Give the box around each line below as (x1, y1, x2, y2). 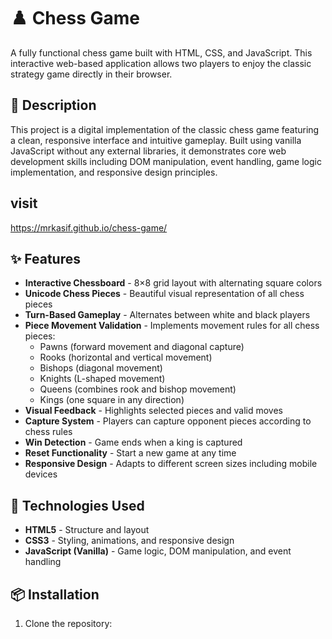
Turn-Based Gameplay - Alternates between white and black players (24, 309, 311, 321)
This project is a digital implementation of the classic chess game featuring (10, 123, 320, 135)
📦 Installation (10, 586, 100, 603)
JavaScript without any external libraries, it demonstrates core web (10, 145, 287, 157)
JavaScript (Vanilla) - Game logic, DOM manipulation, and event (24, 545, 292, 557)
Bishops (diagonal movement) (39, 362, 163, 374)
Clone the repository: (24, 618, 113, 629)
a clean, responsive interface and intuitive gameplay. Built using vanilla (10, 134, 302, 146)
